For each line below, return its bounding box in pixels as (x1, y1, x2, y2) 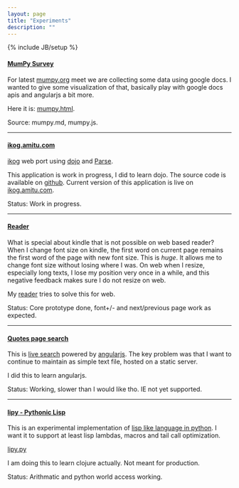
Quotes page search (7, 334, 69, 342)
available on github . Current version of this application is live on (7, 178, 193, 186)
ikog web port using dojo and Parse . (7, 157, 114, 165)
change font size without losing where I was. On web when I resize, (7, 260, 205, 269)
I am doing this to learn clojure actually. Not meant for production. (7, 459, 201, 467)
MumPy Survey (7, 59, 54, 68)
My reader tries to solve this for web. (7, 290, 116, 298)
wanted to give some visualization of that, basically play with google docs (7, 83, 223, 91)
